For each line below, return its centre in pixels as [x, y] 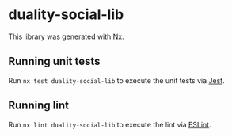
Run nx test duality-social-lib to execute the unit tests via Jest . [116, 80]
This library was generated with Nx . [66, 36]
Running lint [39, 106]
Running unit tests [54, 61]
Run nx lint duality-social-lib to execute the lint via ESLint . [110, 124]
